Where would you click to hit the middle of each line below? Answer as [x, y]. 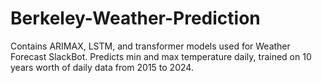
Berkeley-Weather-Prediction [135, 18]
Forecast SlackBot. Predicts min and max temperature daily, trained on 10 [161, 56]
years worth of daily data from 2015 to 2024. [102, 67]
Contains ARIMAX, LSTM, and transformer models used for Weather [150, 46]
